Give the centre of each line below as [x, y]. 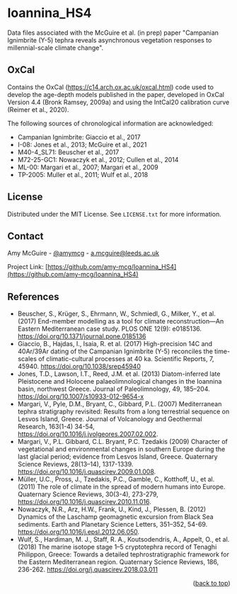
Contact [25, 236]
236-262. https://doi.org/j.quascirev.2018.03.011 [87, 570]
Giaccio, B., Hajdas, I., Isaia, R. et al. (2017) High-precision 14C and [115, 344]
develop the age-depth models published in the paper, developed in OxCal [116, 94]
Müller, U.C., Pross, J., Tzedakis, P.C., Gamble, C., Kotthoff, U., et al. [116, 479]
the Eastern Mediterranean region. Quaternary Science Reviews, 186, [118, 562]
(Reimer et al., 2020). [38, 109]
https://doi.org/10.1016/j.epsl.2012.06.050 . [79, 532]
